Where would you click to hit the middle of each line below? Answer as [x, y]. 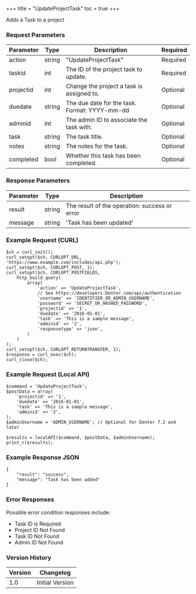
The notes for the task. [97, 146]
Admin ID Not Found [39, 542]
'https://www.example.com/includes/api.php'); [64, 262]
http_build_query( [39, 277]
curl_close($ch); [27, 359]
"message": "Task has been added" [58, 480]
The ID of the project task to [104, 70]
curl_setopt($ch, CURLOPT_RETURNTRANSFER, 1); [64, 349]
